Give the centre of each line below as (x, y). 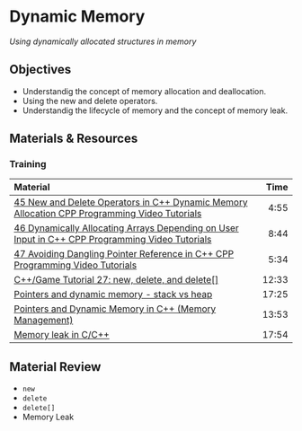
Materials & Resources (74, 139)
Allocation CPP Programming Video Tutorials (108, 214)
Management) (44, 321)
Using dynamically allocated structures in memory (103, 41)
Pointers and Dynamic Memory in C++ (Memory (115, 309)
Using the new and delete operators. (90, 101)
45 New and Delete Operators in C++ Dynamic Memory (131, 202)
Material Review (55, 367)
